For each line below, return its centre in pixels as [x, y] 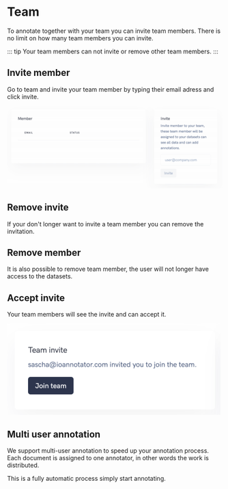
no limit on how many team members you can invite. [80, 38]
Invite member [39, 73]
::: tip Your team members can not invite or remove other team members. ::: [113, 51]
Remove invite [38, 208]
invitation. [21, 231]
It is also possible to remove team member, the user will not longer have [108, 269]
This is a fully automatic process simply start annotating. [86, 479]
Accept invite [36, 298]
